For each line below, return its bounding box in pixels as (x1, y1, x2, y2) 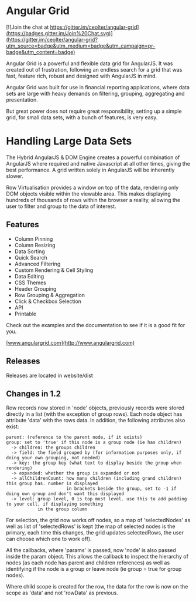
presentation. (6, 96, 38, 103)
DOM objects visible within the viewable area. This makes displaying (6, 190, 171, 197)
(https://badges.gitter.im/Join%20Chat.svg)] (6, 29, 113, 36)
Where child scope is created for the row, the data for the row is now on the (6, 583, 188, 590)
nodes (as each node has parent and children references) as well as (6, 559, 170, 566)
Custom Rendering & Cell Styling (14, 266, 94, 274)
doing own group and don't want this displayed (6, 491, 125, 497)
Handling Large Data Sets (6, 134, 132, 148)
